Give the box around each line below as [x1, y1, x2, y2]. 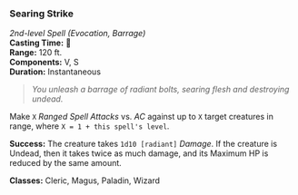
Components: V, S [9, 57, 79, 68]
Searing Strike [9, 7, 74, 20]
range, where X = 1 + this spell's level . [9, 121, 170, 132]
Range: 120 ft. [9, 47, 63, 58]
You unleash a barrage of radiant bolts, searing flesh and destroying [31, 84, 290, 95]
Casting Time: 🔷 [9, 37, 72, 48]
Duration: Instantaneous [9, 66, 102, 77]
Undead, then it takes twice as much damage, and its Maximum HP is [9, 148, 269, 159]
